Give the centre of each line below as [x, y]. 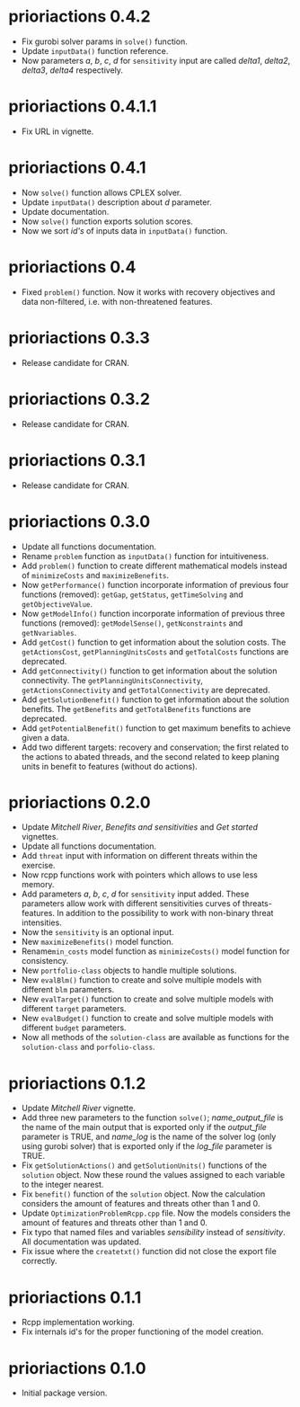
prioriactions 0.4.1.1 [83, 107]
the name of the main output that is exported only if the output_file [144, 1127]
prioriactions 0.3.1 [77, 460]
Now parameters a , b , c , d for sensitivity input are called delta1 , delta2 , [156, 60]
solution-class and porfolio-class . [88, 1047]
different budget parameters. [74, 1028]
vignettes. [40, 837]
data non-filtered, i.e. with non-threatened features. [117, 301]
